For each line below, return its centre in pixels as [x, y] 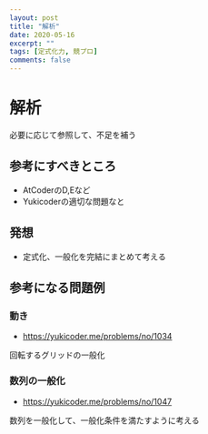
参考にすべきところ [63, 166]
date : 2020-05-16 [42, 35]
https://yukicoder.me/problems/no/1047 [97, 401]
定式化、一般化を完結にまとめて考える [94, 257]
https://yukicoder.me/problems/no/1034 [97, 337]
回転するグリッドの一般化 [57, 355]
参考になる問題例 [57, 288]
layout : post [34, 18]
